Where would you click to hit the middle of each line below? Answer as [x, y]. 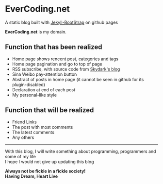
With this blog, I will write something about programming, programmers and [81, 151]
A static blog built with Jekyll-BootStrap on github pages [61, 22]
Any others [23, 137]
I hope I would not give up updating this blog [49, 162]
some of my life [21, 156]
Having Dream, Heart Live [32, 176]
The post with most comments [42, 127]
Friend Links [24, 122]
